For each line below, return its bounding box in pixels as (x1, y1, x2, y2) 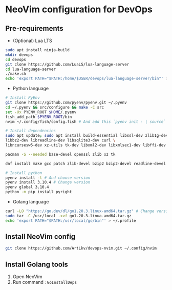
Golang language (12, 199, 49, 204)
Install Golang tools (5, 260, 68, 268)
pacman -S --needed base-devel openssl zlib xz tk (5, 152, 116, 157)
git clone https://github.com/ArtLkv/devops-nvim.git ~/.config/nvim (5, 246, 157, 251)
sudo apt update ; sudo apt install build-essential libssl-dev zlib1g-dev (5, 133, 168, 138)
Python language (12, 86, 49, 92)
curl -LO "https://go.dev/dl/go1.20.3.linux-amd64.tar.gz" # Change (5, 209, 155, 214)
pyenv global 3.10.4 (5, 184, 50, 190)
